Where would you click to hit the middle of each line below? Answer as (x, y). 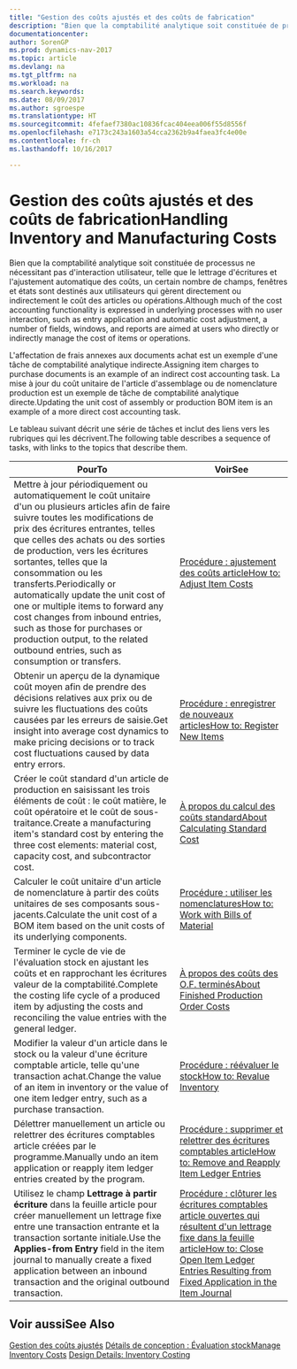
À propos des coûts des (229, 973)
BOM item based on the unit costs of (89, 926)
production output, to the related (81, 639)
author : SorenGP (39, 42)
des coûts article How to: (230, 573)
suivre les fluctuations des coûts (81, 709)
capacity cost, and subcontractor (83, 856)
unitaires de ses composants (73, 904)
